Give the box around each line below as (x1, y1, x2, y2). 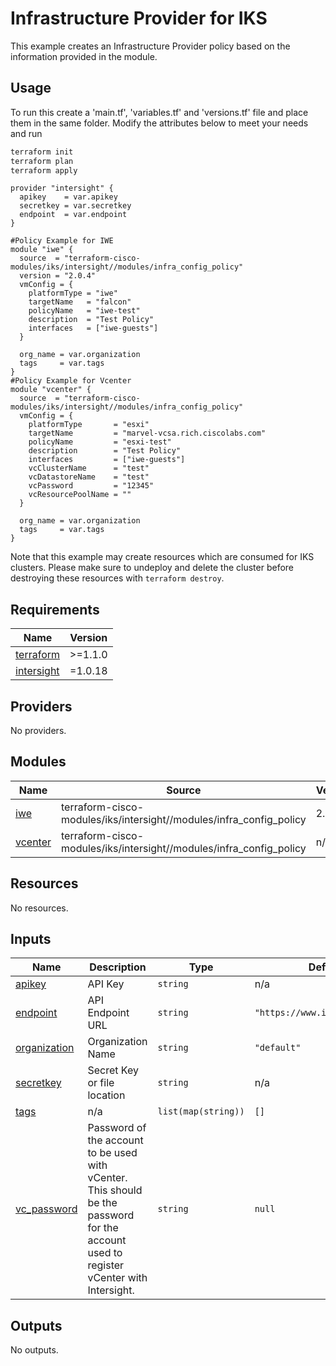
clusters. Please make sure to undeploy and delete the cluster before (10, 562, 295, 574)
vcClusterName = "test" (28, 463, 150, 474)
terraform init (10, 147, 74, 157)
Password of (87, 1121, 147, 1135)
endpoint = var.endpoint (19, 210, 128, 220)
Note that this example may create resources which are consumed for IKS (10, 551, 315, 563)
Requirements (10, 601, 100, 618)
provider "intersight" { (10, 183, 114, 194)
